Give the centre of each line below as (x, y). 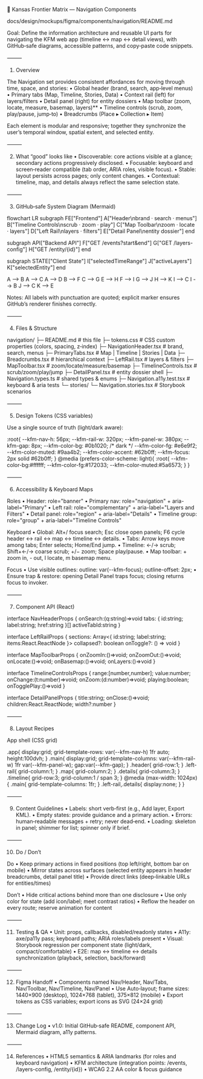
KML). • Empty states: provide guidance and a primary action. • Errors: (104, 815)
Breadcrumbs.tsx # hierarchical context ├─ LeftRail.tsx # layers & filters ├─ (100, 359)
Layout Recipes (35, 728)
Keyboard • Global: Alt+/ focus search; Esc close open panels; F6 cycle (96, 532)
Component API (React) (45, 607)
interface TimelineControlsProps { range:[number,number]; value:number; (99, 673)
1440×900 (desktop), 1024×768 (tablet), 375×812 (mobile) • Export (99, 995)
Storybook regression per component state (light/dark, (84, 945)
